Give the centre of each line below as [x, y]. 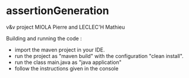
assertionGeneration [58, 11]
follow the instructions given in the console [66, 68]
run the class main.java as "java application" [68, 62]
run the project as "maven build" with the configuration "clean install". [99, 56]
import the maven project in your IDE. [60, 50]
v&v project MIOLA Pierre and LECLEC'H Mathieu [65, 27]
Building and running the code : [44, 38]
